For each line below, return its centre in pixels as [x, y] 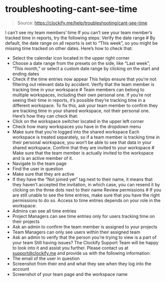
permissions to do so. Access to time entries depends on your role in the [86, 200]
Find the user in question [38, 169]
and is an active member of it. [43, 158]
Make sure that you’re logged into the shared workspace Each [76, 132]
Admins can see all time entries [44, 211]
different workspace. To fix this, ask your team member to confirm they [85, 105]
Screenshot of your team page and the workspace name [70, 274]
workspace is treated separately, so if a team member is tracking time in [86, 137]
